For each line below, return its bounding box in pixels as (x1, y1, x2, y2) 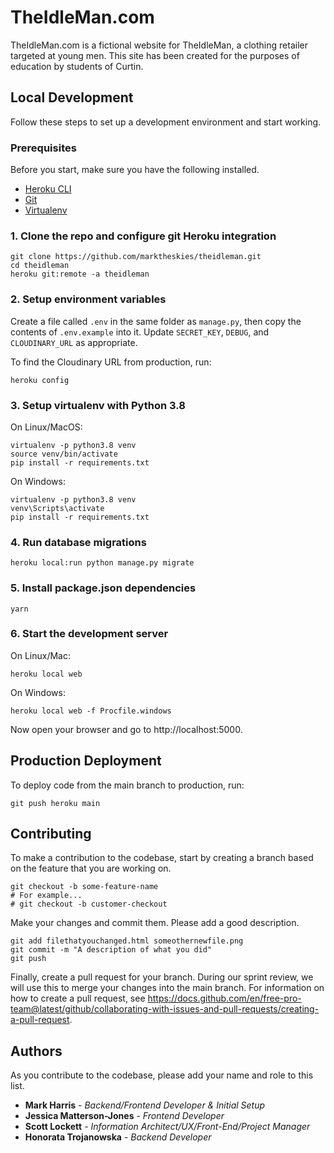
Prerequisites (10, 141, 77, 155)
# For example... (10, 891, 83, 901)
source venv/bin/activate (10, 449, 118, 459)
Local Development (10, 89, 134, 106)
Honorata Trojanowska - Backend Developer (24, 1131, 212, 1143)
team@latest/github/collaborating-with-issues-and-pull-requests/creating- (10, 1003, 320, 1015)
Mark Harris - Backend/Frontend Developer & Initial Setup (24, 1099, 266, 1111)
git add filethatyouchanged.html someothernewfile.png (10, 936, 244, 946)
